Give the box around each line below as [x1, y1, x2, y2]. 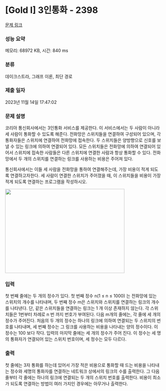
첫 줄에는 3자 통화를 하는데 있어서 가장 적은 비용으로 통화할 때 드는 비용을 [5, 362, 147, 368]
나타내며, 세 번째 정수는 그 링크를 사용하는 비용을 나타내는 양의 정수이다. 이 [14, 324, 159, 330]
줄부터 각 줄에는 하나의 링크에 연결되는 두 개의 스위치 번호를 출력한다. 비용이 [5, 374, 152, 380]
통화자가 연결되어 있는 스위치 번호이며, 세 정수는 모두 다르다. [10, 336, 127, 342]
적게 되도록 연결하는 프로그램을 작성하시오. [5, 179, 88, 185]
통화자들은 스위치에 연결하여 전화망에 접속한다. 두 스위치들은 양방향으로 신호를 [5, 137, 156, 144]
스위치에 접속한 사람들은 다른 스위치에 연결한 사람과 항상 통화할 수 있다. [14, 149, 152, 156]
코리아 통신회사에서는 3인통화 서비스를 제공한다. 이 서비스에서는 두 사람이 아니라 [5, 125, 160, 131]
